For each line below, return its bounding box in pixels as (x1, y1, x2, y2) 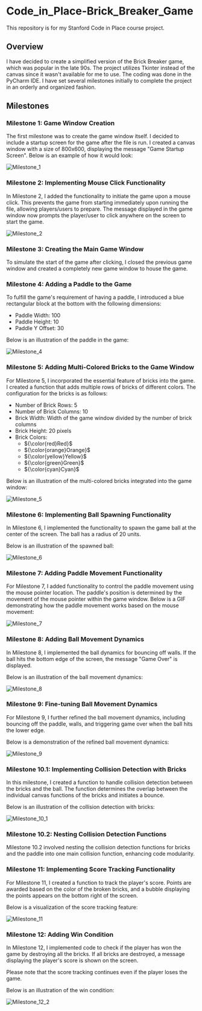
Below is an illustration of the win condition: (6, 987, 115, 993)
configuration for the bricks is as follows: (6, 389, 108, 397)
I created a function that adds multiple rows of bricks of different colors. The (6, 383, 197, 391)
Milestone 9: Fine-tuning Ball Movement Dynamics (6, 700, 158, 709)
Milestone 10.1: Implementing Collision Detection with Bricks (6, 765, 187, 773)
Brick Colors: (14, 433, 48, 441)
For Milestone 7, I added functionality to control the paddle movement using (6, 582, 194, 590)
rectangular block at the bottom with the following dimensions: (6, 300, 162, 307)
